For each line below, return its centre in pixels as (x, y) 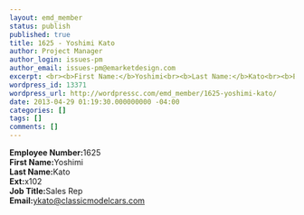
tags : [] (26, 118)
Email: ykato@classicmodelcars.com (77, 201)
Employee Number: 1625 (55, 153)
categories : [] (38, 110)
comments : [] (34, 127)
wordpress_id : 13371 (48, 85)
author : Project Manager (56, 51)
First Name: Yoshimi (47, 162)
